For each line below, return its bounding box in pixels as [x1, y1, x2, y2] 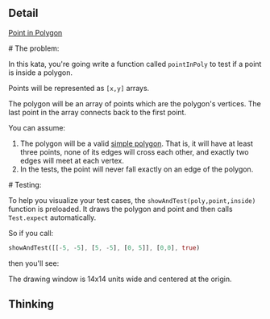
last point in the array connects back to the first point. [8, 107, 187, 117]
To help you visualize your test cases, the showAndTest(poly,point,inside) [8, 195, 256, 205]
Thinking [8, 297, 55, 311]
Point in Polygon [8, 27, 63, 37]
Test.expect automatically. [8, 213, 97, 222]
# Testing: [8, 180, 42, 189]
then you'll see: [8, 258, 60, 268]
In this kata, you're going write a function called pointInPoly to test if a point [8, 59, 262, 68]
